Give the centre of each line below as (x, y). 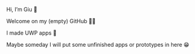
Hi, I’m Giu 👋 (22, 9)
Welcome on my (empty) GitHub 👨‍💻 (51, 21)
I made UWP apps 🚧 (31, 33)
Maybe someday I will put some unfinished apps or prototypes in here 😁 (98, 45)
